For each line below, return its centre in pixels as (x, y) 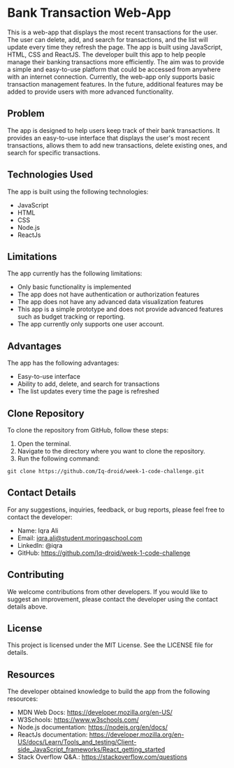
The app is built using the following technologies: (78, 191)
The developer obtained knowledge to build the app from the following (109, 691)
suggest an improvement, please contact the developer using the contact (113, 599)
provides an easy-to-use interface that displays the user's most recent (109, 138)
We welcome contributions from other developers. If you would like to (108, 591)
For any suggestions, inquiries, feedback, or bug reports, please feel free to (116, 509)
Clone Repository (46, 413)
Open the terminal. (44, 444)
